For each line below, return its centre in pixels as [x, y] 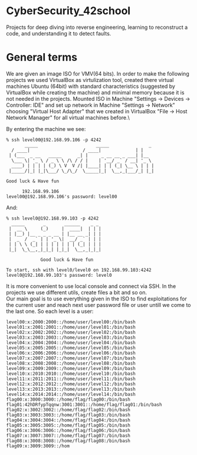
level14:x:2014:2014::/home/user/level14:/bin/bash [71, 394]
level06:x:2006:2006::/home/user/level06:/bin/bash [71, 353]
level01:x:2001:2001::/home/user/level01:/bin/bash [71, 327]
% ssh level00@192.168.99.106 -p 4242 [54, 140]
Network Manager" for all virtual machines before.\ [68, 117]
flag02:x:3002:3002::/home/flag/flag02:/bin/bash [68, 410]
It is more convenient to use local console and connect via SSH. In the [91, 286]
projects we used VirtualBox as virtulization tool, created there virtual [90, 80]
